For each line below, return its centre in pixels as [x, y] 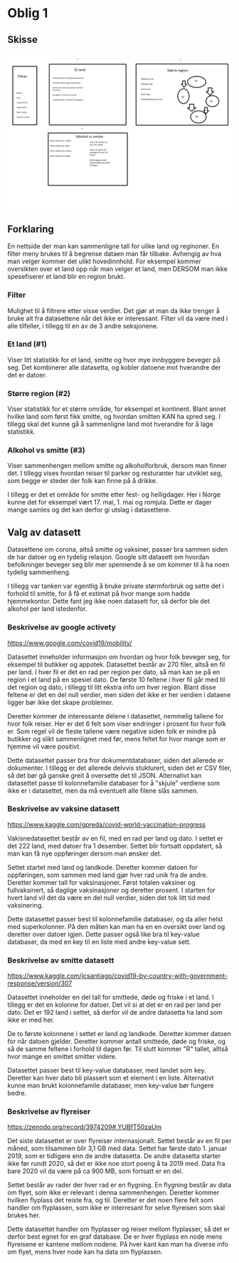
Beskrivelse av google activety [62, 627]
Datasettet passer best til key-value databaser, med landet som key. [107, 1070]
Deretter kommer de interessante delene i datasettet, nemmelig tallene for [116, 716]
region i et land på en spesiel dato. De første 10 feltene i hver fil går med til [116, 679]
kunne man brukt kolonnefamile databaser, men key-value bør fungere [111, 1085]
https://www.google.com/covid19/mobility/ [70, 643]
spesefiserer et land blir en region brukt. [67, 277]
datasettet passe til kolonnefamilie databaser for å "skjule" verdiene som [114, 783]
